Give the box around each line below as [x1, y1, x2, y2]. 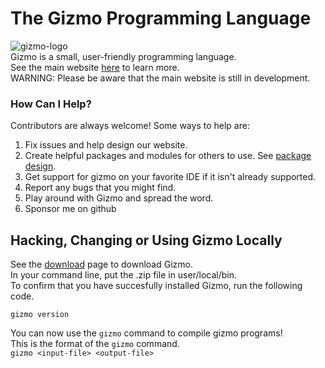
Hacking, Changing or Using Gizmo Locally [10, 232, 283, 249]
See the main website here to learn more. [10, 61, 180, 73]
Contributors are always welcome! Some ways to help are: [10, 120, 250, 132]
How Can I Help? [10, 97, 92, 111]
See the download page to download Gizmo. [10, 258, 193, 271]
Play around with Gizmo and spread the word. [24, 192, 214, 204]
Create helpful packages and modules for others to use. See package [24, 150, 312, 162]
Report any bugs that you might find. [24, 182, 177, 194]
